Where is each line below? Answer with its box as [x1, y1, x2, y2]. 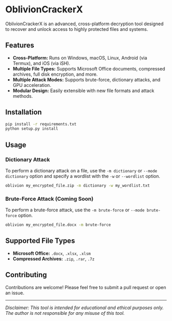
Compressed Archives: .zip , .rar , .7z [12, 256, 95, 262]
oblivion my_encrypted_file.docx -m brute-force [5, 222, 111, 227]
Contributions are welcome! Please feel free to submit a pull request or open [5, 284, 166, 290]
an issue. [5, 290, 25, 296]
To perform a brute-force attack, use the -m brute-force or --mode [5, 207, 145, 213]
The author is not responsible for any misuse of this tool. [5, 310, 125, 316]
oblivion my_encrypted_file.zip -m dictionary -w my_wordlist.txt [5, 183, 150, 188]
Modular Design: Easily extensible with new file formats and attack [12, 87, 155, 94]
